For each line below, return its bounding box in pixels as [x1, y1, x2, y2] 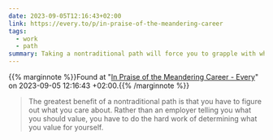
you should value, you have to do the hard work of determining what [28, 114, 258, 123]
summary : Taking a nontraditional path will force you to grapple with [8, 50, 256, 58]
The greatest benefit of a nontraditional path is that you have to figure [28, 97, 262, 106]
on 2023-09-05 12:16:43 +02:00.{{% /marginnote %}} [8, 81, 189, 90]
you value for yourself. [28, 123, 104, 132]
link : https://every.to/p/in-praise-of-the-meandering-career [8, 20, 223, 28]
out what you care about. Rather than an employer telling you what [28, 105, 252, 115]
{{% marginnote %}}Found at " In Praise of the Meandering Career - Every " [8, 72, 258, 81]
